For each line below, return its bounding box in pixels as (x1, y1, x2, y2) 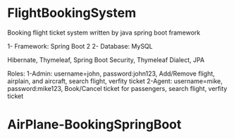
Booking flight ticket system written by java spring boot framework (7, 28, 201, 37)
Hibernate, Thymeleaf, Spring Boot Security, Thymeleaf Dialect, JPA (7, 55, 205, 64)
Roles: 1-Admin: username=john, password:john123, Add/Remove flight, (7, 69, 215, 78)
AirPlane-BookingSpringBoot (7, 116, 182, 133)
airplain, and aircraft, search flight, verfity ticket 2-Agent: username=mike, (7, 76, 223, 85)
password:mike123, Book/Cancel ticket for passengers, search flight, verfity (7, 84, 228, 92)
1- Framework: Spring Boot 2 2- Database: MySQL (7, 42, 153, 50)
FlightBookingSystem (7, 5, 136, 21)
